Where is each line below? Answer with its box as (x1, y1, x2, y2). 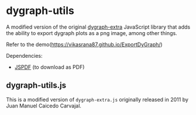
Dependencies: (6, 52, 43, 59)
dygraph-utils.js (6, 81, 66, 90)
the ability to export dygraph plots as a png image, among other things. (6, 29, 177, 36)
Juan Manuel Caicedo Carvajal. (6, 102, 82, 109)
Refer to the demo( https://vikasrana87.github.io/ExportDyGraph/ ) (6, 41, 163, 48)
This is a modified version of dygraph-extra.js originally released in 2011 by (6, 96, 189, 103)
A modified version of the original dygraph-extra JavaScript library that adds (6, 23, 191, 30)
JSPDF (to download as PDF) (14, 63, 85, 71)
